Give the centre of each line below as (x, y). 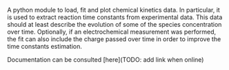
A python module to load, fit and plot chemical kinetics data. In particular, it (114, 10)
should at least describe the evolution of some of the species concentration (114, 24)
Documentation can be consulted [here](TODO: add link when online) (106, 60)
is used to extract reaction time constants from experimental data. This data (115, 17)
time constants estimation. (45, 46)
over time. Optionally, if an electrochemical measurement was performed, (112, 32)
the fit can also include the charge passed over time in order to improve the (114, 39)
